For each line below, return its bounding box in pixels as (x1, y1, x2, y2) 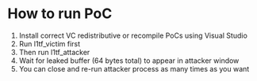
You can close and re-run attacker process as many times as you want (18, 64, 250, 73)
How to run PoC (7, 5, 113, 23)
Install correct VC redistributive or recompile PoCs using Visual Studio (18, 31, 247, 40)
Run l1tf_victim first (18, 39, 81, 48)
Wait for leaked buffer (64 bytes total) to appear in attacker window (18, 56, 240, 65)
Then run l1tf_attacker (18, 47, 90, 57)
